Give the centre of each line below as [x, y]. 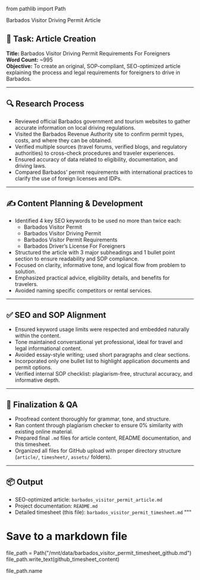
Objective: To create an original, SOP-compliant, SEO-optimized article [93, 66]
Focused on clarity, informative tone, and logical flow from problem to [100, 265]
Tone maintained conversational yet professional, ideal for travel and [99, 342]
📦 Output [25, 482]
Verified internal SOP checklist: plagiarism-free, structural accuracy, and [104, 374]
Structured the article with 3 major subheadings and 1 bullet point [95, 253]
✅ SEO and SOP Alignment [56, 315]
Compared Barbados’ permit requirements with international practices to [104, 172]
